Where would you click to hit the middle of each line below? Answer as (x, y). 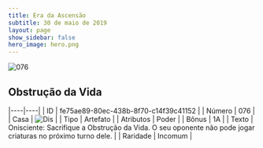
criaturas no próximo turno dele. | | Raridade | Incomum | (100, 135)
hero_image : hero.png (44, 45)
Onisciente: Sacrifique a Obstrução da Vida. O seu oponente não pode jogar (131, 128)
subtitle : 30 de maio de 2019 (58, 23)
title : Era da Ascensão (47, 15)
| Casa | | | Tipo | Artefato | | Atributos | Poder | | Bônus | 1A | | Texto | (131, 119)
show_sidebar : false (42, 37)
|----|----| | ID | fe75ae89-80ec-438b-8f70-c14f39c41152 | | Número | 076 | (132, 110)
